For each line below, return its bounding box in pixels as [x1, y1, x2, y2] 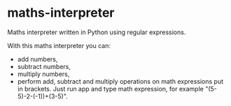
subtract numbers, [17, 62, 71, 70]
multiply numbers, [17, 70, 70, 78]
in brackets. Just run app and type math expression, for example [17, 84, 204, 93]
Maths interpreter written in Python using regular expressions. [7, 28, 186, 36]
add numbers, [17, 54, 58, 63]
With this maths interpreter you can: [7, 41, 111, 50]
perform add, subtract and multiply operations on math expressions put [17, 77, 224, 85]
